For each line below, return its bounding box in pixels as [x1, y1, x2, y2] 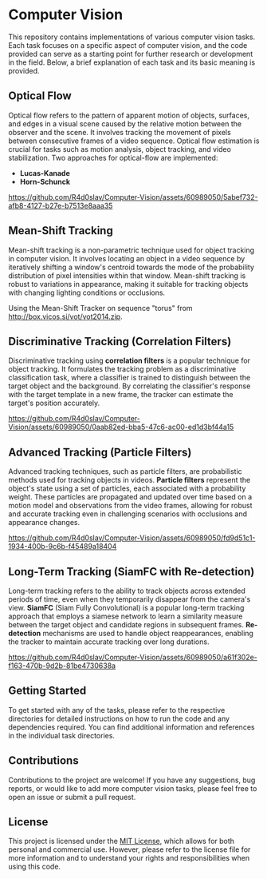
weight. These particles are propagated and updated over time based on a [8, 492, 253, 502]
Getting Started [8, 684, 87, 698]
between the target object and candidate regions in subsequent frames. [8, 620, 245, 629]
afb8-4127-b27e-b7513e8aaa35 [8, 201, 113, 210]
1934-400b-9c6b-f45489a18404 [8, 542, 117, 551]
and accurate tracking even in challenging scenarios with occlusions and [8, 509, 247, 519]
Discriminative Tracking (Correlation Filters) [8, 334, 232, 348]
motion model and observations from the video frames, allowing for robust [8, 501, 253, 511]
